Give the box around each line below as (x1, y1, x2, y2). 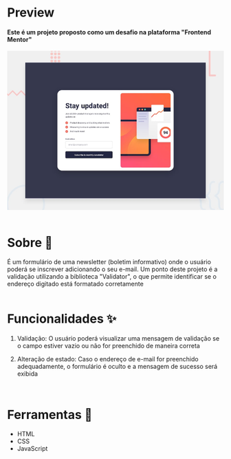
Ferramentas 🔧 (7, 407, 93, 423)
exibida (16, 370, 38, 378)
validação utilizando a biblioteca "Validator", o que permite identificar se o (7, 272, 217, 280)
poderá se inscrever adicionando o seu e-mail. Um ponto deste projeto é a (7, 265, 218, 273)
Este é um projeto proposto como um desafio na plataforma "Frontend (7, 28, 212, 36)
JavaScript (16, 444, 48, 452)
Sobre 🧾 (7, 235, 53, 250)
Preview (7, 5, 55, 21)
